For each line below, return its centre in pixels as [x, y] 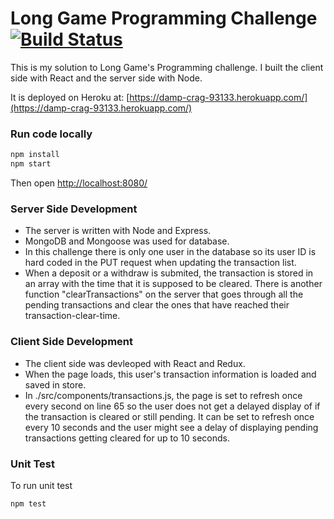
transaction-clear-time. [72, 316]
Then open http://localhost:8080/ [79, 183]
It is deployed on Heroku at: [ [70, 97]
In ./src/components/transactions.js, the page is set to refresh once [163, 395]
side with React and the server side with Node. [106, 78]
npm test [28, 503]
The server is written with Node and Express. [118, 231]
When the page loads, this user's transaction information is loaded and [170, 374]
